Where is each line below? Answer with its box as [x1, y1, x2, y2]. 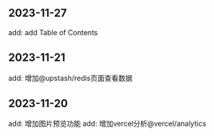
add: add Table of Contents [8, 27, 98, 37]
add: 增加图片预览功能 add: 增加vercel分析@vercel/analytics [8, 119, 207, 129]
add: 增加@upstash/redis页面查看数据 [8, 73, 133, 82]
